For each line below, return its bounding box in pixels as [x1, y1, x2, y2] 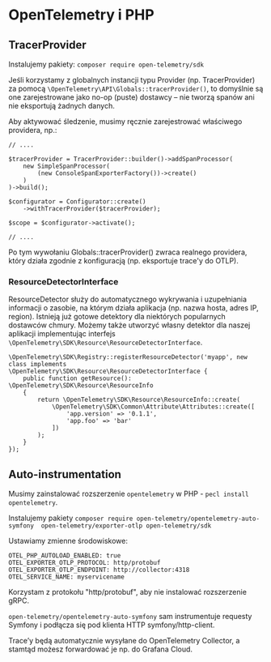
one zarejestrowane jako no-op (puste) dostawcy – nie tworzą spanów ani [8, 92, 255, 102]
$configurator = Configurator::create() [8, 198, 147, 206]
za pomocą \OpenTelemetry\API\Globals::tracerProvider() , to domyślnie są [8, 83, 264, 93]
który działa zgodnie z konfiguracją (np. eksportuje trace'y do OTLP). [8, 256, 239, 265]
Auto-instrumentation [8, 468, 121, 481]
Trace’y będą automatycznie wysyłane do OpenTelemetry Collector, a [8, 636, 240, 646]
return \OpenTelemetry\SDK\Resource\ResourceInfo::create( [37, 395, 241, 404]
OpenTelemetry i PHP [8, 6, 155, 24]
